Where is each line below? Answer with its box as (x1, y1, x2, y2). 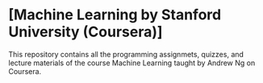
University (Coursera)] (8, 23, 163, 41)
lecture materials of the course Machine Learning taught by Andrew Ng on (8, 58, 256, 68)
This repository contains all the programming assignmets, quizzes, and (8, 49, 244, 59)
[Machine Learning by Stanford (8, 6, 222, 24)
